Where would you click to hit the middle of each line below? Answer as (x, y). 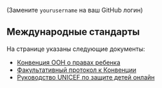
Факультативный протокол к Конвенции (76, 70)
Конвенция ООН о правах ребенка (68, 62)
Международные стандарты (73, 32)
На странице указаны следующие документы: (76, 49)
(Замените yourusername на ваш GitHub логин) (75, 10)
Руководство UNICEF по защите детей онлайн (86, 77)
